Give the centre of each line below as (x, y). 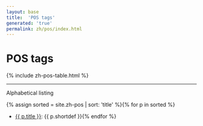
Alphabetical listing (30, 93)
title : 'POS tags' (31, 18)
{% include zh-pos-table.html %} (47, 76)
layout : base (23, 12)
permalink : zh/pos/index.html (44, 29)
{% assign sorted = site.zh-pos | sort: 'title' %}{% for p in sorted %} (91, 105)
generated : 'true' (29, 23)
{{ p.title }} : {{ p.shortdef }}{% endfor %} (66, 116)
